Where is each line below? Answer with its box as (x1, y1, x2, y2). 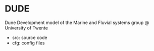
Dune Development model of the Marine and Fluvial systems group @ (5, 19, 149, 25)
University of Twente (5, 24, 48, 30)
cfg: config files (12, 39, 45, 45)
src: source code (12, 34, 47, 40)
